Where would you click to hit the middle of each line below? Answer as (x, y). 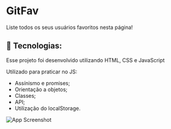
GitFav (22, 11)
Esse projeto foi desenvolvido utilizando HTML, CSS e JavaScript (85, 60)
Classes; (25, 95)
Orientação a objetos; (41, 89)
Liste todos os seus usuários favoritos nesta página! (70, 27)
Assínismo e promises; (42, 83)
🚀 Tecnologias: (34, 46)
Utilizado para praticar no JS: (42, 72)
